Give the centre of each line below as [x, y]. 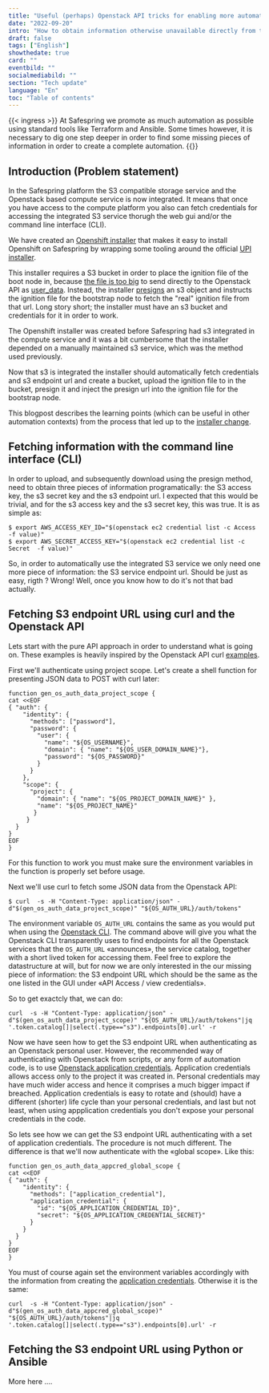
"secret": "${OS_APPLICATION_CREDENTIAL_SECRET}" [121, 1215]
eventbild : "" [32, 68]
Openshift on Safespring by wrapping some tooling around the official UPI [130, 249]
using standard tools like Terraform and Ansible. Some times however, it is [130, 129]
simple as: [25, 512]
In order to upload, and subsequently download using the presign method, [131, 479]
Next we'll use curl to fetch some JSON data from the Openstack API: [123, 886]
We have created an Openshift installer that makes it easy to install [118, 241]
